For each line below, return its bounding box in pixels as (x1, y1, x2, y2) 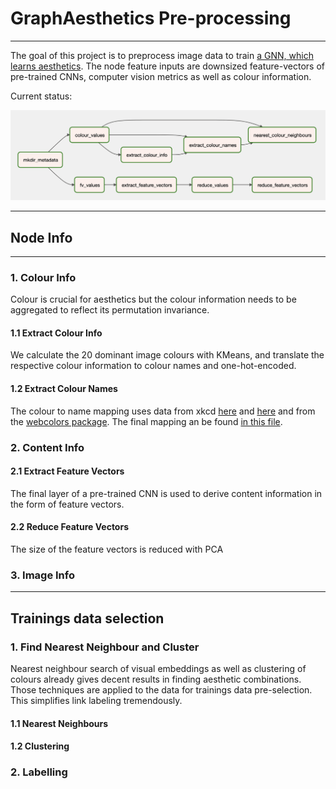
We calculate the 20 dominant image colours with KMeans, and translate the (10, 349, 325, 361)
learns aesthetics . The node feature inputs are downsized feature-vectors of (10, 60, 325, 72)
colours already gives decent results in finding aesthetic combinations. (10, 673, 302, 685)
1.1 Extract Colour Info (10, 327, 103, 339)
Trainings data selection (10, 610, 165, 627)
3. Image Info (10, 568, 75, 582)
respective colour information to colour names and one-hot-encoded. (10, 360, 297, 372)
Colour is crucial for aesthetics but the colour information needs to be (10, 293, 297, 306)
